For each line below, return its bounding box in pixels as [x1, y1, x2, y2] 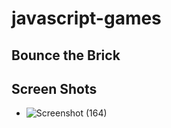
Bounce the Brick [11, 47, 121, 64]
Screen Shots [11, 80, 98, 97]
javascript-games [11, 7, 162, 30]
